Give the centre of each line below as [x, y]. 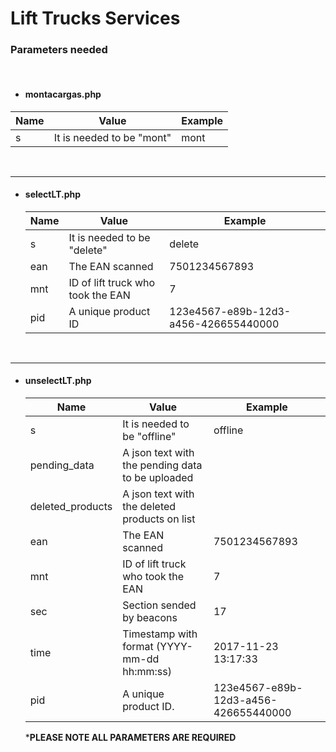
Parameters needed [59, 50]
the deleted [149, 507]
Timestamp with [160, 634]
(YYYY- [174, 647]
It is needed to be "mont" [112, 137]
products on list [159, 519]
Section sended [159, 605]
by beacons [150, 618]
